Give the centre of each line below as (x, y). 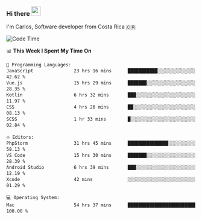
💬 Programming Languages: (39, 65)
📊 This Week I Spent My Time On (49, 51)
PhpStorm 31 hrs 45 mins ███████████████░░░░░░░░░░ (101, 144)
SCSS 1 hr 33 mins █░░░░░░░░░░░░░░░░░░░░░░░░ (101, 119)
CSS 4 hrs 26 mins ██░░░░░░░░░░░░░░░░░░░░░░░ (101, 107)
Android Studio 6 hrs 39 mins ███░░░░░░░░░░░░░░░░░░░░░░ (101, 168)
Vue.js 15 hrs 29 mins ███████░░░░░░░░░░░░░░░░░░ (101, 83)
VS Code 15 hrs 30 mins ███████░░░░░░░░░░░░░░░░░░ (101, 156)
